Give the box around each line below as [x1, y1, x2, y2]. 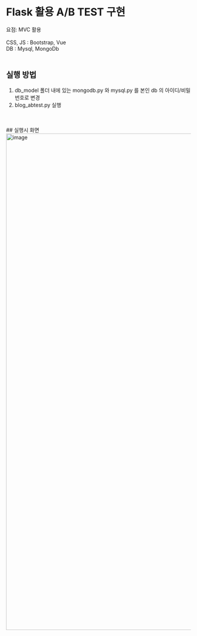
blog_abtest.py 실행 [14, 101, 62, 108]
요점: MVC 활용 [6, 26, 42, 33]
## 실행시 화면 [6, 126, 40, 133]
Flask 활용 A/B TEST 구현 [6, 5, 125, 19]
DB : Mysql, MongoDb [6, 45, 60, 52]
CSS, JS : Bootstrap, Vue [6, 39, 66, 46]
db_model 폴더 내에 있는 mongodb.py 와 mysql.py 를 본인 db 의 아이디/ [14, 87, 182, 94]
